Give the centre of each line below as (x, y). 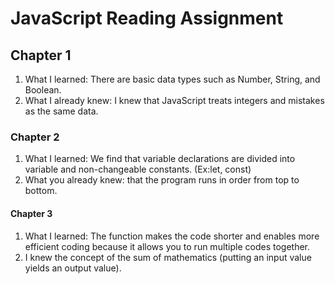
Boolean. (43, 90)
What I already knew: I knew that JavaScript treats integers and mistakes (174, 100)
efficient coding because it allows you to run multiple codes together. (167, 246)
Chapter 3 (31, 213)
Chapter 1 (41, 55)
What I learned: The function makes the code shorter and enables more (172, 236)
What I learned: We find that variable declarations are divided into (160, 159)
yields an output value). (73, 268)
